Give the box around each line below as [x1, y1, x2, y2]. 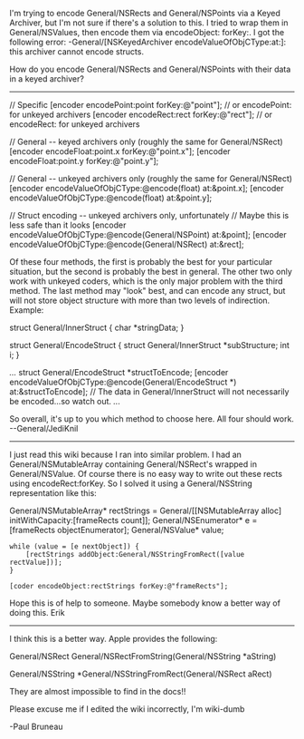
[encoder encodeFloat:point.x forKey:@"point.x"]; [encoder [9, 146, 231, 157]
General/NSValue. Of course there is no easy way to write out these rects [9, 469, 283, 479]
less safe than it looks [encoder [9, 219, 127, 230]
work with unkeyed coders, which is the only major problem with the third [9, 276, 283, 287]
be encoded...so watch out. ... [9, 396, 120, 406]
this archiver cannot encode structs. [9, 46, 145, 57]
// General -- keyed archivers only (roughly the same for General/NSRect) [9, 136, 283, 147]
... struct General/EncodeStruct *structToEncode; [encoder [9, 367, 229, 377]
